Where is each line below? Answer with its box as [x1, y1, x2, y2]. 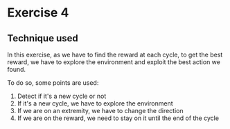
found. [7, 66, 26, 73]
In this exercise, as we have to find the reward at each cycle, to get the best [7, 50, 223, 59]
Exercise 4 [7, 5, 69, 21]
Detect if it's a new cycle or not [17, 92, 107, 100]
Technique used [7, 32, 78, 44]
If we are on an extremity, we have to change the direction [17, 107, 184, 115]
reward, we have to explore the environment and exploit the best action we [7, 58, 220, 66]
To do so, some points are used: [7, 79, 99, 87]
